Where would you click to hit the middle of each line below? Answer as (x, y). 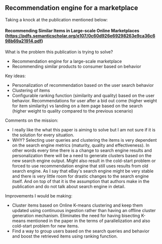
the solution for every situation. (43, 135)
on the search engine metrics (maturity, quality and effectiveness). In (81, 146)
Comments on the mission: (32, 120)
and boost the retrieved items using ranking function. (65, 236)
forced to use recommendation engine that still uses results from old (80, 166)
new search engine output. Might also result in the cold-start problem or (84, 161)
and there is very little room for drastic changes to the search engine (80, 176)
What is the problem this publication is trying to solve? (59, 52)
